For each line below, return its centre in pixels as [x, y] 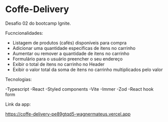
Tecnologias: [18, 79]
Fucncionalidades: [24, 33]
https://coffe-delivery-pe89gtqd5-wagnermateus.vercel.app [68, 114]
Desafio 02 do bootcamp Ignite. [38, 23]
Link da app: [18, 104]
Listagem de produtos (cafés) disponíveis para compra [70, 43]
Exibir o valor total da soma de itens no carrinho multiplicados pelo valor [88, 70]
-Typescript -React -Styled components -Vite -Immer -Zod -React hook [79, 89]
